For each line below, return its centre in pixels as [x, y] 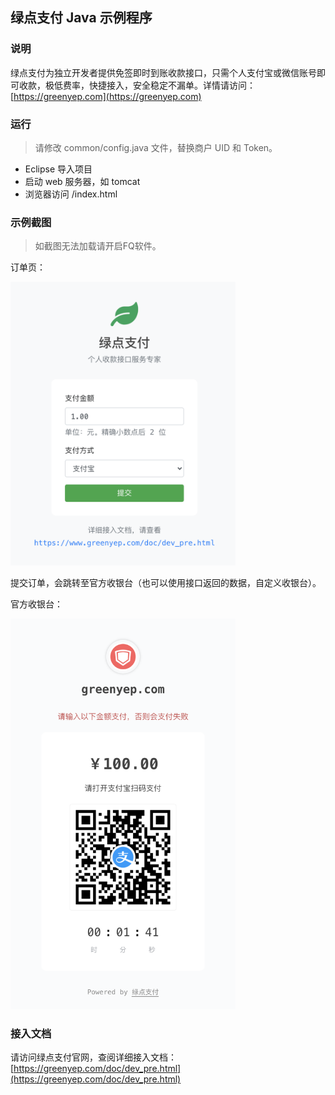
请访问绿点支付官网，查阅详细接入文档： [93, 1057]
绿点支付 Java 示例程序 [81, 18]
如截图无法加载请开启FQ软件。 [98, 246]
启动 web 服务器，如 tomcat [82, 181]
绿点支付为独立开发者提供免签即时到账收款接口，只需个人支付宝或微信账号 [163, 72]
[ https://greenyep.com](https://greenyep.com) [106, 96]
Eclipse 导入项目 [58, 169]
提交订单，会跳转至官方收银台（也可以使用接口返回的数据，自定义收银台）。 [166, 583]
